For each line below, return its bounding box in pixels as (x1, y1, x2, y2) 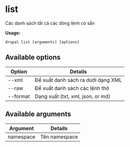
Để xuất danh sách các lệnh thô (35, 84, 109, 91)
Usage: (5, 30, 21, 36)
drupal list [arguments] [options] (5, 39, 80, 45)
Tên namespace (40, 133, 78, 140)
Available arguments (5, 110, 71, 118)
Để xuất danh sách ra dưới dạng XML (35, 76, 122, 83)
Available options (5, 53, 61, 62)
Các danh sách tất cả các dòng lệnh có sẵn (5, 20, 95, 26)
